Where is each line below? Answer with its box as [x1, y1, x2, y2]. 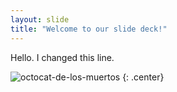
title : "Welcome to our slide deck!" [10, 24, 168, 34]
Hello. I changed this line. [10, 51, 115, 63]
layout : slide [10, 14, 70, 25]
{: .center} [122, 71, 165, 83]
